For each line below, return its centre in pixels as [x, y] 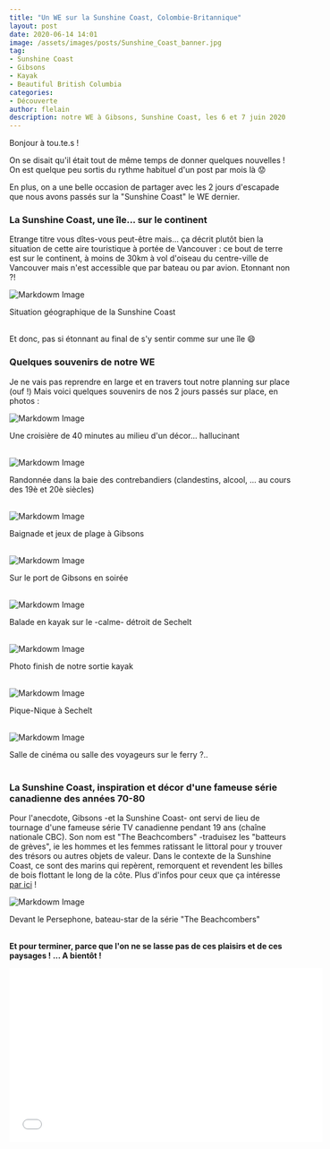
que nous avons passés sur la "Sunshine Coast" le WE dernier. [125, 197]
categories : [31, 92]
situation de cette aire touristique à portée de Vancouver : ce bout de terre [146, 249]
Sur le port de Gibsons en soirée [69, 578]
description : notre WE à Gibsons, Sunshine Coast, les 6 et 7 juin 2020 [148, 117]
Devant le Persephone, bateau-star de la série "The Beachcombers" [135, 920]
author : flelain [39, 109]
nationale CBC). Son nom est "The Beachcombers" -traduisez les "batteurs [148, 837]
